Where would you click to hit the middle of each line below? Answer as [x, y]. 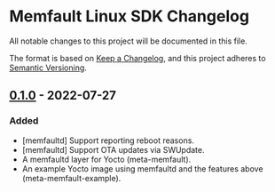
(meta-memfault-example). [71, 178]
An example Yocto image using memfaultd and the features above [142, 168]
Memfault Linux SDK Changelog [130, 16]
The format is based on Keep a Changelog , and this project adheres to [137, 58]
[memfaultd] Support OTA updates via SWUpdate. [114, 149]
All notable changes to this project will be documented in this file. [129, 41]
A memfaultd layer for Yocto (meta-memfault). [106, 159]
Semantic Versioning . [48, 68]
